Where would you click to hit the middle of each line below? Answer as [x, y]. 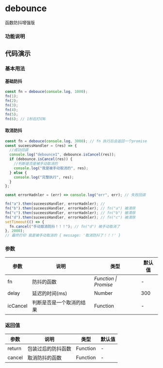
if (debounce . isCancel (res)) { [41, 159]
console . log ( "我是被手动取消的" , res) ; [51, 168]
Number [103, 293]
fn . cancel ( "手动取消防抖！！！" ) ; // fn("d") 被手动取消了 [65, 227]
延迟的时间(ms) [50, 293]
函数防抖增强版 [20, 22]
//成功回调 [19, 150]
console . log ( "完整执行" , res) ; [44, 177]
